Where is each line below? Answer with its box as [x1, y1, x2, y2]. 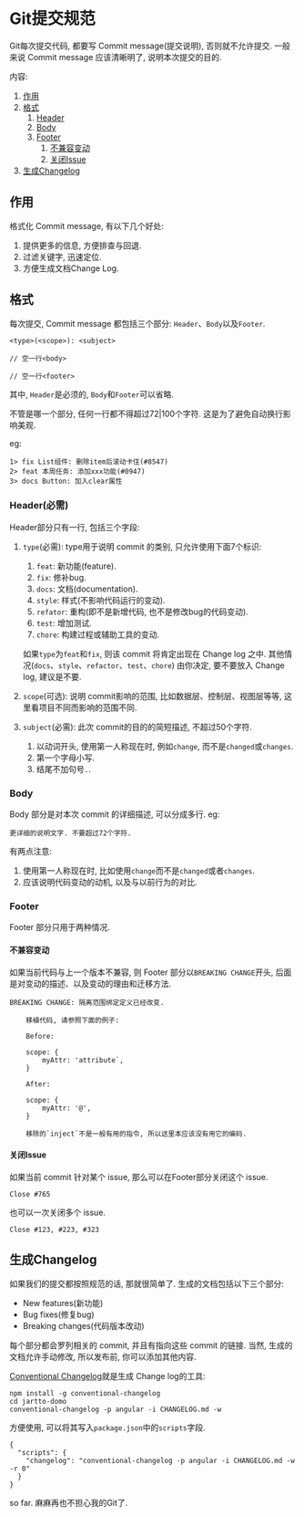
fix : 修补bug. [35, 571, 86, 582]
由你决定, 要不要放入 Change [177, 659, 285, 671]
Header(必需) [9, 499, 69, 512]
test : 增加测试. [35, 617, 93, 628]
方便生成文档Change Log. [22, 262, 120, 274]
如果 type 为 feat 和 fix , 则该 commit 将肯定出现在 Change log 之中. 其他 [22, 648, 285, 659]
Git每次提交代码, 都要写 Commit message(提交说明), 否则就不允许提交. [9, 40, 273, 51]
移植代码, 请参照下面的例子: [25, 1015, 120, 1025]
